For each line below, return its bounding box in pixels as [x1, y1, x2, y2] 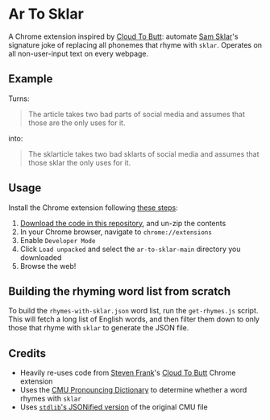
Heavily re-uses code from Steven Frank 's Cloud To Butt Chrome [19, 368, 236, 378]
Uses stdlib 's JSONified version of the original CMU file [19, 402, 208, 412]
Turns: [8, 94, 30, 103]
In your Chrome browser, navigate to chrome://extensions [19, 227, 212, 237]
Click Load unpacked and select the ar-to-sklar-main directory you [19, 244, 241, 254]
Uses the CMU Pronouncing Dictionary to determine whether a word [19, 385, 247, 395]
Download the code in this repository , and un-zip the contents [19, 218, 226, 228]
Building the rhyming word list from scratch [8, 284, 231, 298]
